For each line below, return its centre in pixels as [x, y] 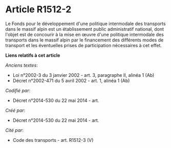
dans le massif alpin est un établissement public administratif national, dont [84, 29]
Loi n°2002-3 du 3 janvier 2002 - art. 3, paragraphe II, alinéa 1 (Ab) [83, 75]
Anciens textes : [22, 65]
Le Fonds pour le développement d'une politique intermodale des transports [85, 24]
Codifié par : [18, 90]
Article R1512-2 [38, 9]
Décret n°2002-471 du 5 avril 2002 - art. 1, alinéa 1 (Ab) [71, 80]
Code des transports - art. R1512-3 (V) [53, 140]
